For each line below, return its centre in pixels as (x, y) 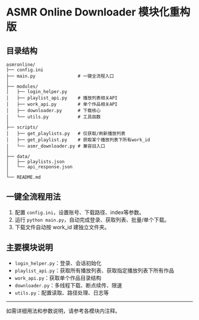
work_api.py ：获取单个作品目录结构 (58, 278)
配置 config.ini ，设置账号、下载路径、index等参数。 (80, 212)
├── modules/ (22, 87)
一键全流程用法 (33, 197)
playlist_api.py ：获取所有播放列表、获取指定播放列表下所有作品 (94, 270)
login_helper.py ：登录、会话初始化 (58, 263)
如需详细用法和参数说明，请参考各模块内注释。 (63, 311)
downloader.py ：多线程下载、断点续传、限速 (68, 285)
